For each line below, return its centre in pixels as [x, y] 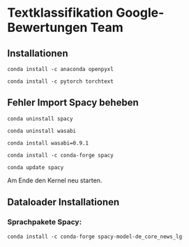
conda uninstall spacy [40, 119]
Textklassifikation [60, 13]
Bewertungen [47, 27]
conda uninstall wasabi [42, 131]
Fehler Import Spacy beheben [73, 103]
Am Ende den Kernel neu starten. [55, 180]
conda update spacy [36, 167]
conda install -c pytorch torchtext [60, 81]
